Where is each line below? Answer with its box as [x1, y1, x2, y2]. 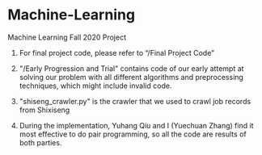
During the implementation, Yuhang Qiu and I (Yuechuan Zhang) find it [19, 120, 254, 130]
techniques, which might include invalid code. [19, 81, 172, 90]
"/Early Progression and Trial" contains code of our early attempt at [19, 63, 244, 73]
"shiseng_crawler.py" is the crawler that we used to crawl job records [19, 96, 251, 106]
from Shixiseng [19, 105, 70, 115]
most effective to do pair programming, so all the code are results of [19, 129, 247, 139]
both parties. [19, 137, 62, 147]
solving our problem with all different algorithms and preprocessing [19, 72, 244, 82]
